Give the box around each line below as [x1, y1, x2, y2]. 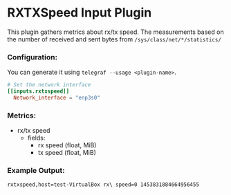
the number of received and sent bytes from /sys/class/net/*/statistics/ [7, 35, 221, 43]
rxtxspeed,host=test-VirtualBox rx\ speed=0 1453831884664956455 [7, 181, 199, 188]
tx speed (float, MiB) [37, 149, 97, 157]
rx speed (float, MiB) [37, 141, 97, 149]
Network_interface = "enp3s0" [13, 94, 100, 101]
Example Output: [7, 166, 65, 176]
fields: [27, 133, 46, 142]
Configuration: [7, 52, 57, 62]
